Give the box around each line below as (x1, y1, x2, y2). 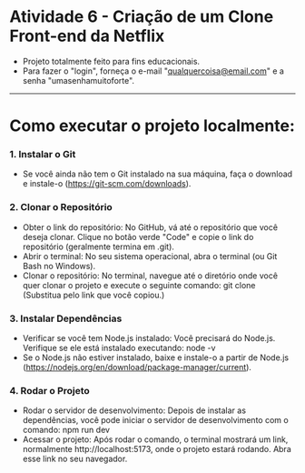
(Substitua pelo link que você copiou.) (22, 289, 165, 300)
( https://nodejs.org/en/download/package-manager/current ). (22, 362, 252, 373)
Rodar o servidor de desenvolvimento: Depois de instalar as (22, 405, 247, 416)
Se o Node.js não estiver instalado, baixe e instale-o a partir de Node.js (22, 352, 289, 363)
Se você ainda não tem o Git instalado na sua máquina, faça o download (22, 168, 293, 179)
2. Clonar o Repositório (9, 201, 113, 214)
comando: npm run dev (22, 425, 111, 436)
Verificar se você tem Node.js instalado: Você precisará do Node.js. (22, 333, 276, 344)
